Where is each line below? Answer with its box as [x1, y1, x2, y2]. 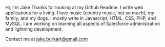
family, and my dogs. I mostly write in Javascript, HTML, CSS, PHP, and [5, 15, 156, 21]
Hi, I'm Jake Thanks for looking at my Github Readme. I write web [5, 5, 143, 10]
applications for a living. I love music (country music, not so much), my [5, 10, 155, 16]
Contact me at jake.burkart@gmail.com [5, 36, 88, 42]
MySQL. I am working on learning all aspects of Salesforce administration [5, 20, 160, 27]
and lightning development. [5, 26, 63, 32]
